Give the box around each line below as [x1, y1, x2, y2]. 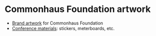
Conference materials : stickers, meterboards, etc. [12, 25, 115, 31]
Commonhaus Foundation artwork [5, 3, 151, 15]
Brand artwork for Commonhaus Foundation [12, 20, 103, 26]
